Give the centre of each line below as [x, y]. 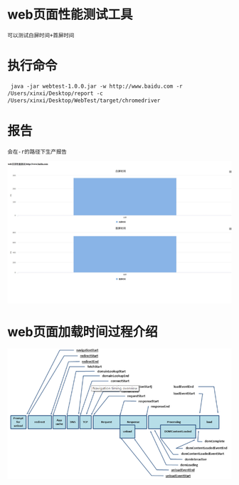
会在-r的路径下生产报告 [37, 152]
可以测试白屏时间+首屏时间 [41, 35]
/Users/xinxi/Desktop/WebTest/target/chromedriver [84, 101]
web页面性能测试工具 [70, 15]
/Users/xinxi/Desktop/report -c [55, 93]
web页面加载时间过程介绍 [83, 332]
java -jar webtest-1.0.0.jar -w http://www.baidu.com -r [96, 86]
